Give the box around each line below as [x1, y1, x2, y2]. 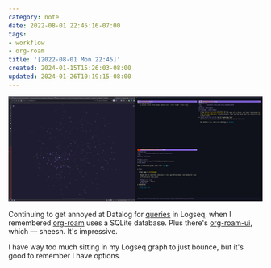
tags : [8, 30, 27, 38]
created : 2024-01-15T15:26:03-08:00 [8, 65, 131, 73]
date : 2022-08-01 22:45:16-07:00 [8, 21, 121, 30]
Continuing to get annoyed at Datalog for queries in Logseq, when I [8, 209, 231, 219]
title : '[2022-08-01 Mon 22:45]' [8, 56, 121, 64]
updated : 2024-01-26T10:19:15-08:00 [8, 73, 131, 81]
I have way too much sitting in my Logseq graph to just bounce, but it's [8, 242, 244, 252]
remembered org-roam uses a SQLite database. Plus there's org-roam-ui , [8, 218, 252, 228]
